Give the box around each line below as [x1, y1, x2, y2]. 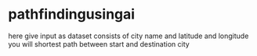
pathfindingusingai [8, 5, 136, 23]
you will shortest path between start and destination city [8, 39, 190, 48]
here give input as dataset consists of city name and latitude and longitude [8, 31, 249, 40]
